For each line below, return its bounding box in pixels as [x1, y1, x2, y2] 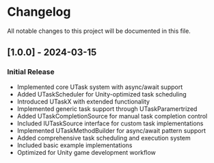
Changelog [7, 4, 71, 20]
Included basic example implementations [16, 141, 133, 149]
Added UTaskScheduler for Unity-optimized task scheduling [16, 90, 187, 98]
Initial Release [7, 67, 55, 77]
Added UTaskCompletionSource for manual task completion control [16, 112, 208, 120]
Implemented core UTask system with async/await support [16, 83, 183, 91]
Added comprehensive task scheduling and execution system [16, 134, 191, 142]
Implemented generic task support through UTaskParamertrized [16, 104, 198, 113]
